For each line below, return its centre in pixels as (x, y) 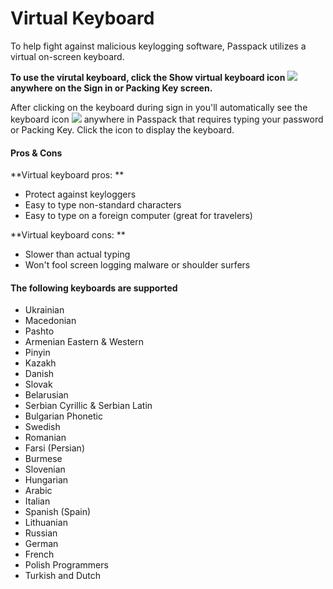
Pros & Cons (36, 153)
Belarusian (46, 395)
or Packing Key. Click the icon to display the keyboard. (122, 129)
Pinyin (37, 353)
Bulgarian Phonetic (63, 416)
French (39, 554)
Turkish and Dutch (62, 576)
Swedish (42, 427)
